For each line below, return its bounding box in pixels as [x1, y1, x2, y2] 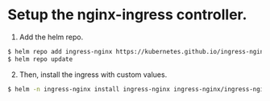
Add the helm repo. [19, 32, 84, 42]
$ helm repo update [7, 55, 73, 63]
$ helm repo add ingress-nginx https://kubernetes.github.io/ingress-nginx [7, 47, 268, 55]
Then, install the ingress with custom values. [19, 70, 168, 79]
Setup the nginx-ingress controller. [7, 6, 247, 24]
